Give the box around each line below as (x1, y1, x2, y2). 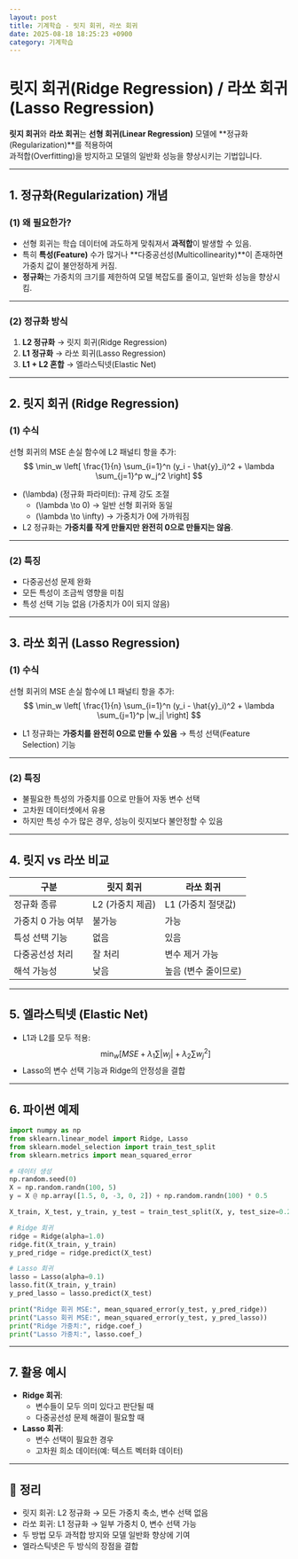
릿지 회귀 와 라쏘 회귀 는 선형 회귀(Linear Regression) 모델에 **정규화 (9, 129, 248, 139)
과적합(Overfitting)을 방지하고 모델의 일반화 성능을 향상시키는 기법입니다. (9, 151, 263, 161)
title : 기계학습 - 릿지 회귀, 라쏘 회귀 (9, 21, 138, 30)
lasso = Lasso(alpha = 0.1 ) (9, 1273, 105, 1281)
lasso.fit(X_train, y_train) (9, 1281, 117, 1290)
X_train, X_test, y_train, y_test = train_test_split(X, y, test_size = (9, 1208, 279, 1217)
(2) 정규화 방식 (9, 315, 68, 327)
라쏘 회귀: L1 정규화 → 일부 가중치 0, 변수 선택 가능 (21, 1518, 197, 1530)
